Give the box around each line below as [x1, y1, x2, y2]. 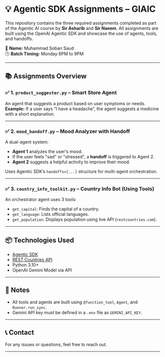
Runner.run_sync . [12, 304, 47, 310]
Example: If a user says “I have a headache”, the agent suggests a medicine [5, 106, 159, 112]
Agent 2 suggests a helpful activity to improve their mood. [12, 159, 131, 165]
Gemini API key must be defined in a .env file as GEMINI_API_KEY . [12, 309, 142, 315]
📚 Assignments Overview [5, 72, 87, 81]
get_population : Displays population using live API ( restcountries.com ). [12, 216, 157, 222]
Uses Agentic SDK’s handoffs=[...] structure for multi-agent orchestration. [5, 168, 158, 174]
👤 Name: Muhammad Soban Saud [5, 45, 74, 51]
